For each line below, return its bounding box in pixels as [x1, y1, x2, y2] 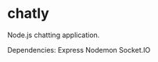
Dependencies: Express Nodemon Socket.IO [7, 45, 151, 54]
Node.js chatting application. [7, 30, 100, 40]
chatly [7, 5, 50, 22]
